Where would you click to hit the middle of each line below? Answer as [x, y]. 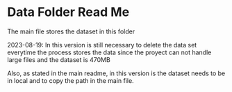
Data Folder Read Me [68, 12]
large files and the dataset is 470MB [59, 59]
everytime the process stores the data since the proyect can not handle [109, 52]
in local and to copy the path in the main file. [71, 80]
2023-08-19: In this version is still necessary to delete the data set [102, 45]
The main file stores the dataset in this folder [71, 31]
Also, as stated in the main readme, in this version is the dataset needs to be [116, 73]
